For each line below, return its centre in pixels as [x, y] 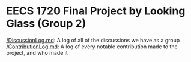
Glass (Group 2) [46, 24]
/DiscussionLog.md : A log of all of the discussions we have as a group [93, 40]
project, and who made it [37, 52]
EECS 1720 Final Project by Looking [96, 11]
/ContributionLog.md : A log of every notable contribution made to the [92, 46]
